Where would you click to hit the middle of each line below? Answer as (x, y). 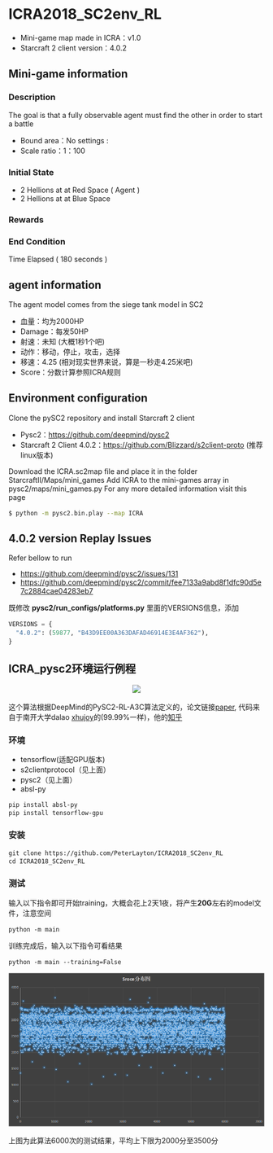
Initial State (31, 172)
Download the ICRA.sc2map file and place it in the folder (103, 471)
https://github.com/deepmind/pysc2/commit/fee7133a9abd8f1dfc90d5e (141, 582)
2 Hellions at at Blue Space (65, 198)
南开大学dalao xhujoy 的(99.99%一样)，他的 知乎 (102, 717)
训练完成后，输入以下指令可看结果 (65, 945)
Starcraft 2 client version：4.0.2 (74, 48)
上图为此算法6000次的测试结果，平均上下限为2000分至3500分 (113, 1140)
